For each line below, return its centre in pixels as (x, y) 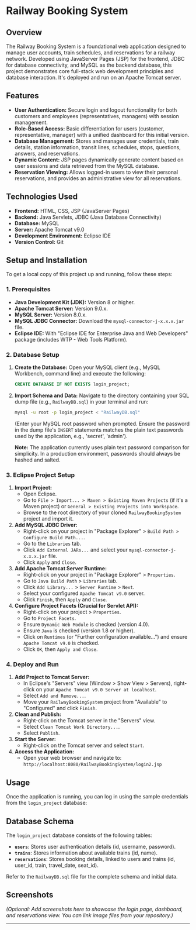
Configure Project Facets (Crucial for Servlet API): (76, 606)
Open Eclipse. (40, 494)
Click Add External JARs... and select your (76, 550)
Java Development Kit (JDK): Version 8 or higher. (75, 302)
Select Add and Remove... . (55, 696)
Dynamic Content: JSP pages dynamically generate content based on (99, 160)
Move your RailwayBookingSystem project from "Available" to (95, 702)
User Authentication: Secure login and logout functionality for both (96, 110)
